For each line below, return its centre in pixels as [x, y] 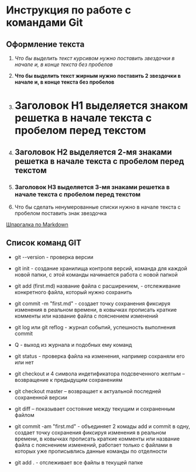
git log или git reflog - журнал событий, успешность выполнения [95, 327]
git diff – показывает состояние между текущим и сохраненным [95, 409]
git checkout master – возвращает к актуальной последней [88, 391]
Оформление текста [45, 44]
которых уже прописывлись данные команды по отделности [91, 451]
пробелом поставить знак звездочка [61, 213]
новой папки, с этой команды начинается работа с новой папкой [96, 274]
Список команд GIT [44, 243]
